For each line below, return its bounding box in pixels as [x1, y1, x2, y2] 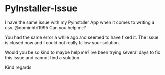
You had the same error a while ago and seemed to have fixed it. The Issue [5, 34, 159, 40]
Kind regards [5, 64, 32, 70]
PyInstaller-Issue [5, 3, 78, 14]
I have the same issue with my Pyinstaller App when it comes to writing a [5, 19, 155, 25]
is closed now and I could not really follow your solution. [5, 39, 120, 45]
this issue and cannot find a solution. [5, 54, 81, 60]
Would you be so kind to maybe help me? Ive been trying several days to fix [5, 49, 160, 55]
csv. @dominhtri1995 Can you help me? [5, 24, 86, 30]
